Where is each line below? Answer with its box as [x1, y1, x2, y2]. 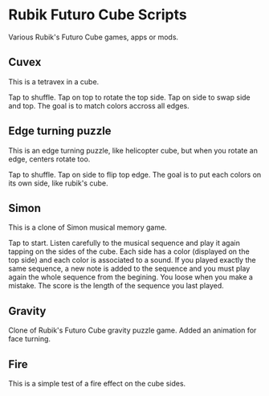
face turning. [8, 334, 51, 344]
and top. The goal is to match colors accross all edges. [8, 100, 190, 110]
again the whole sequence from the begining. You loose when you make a [8, 272, 253, 282]
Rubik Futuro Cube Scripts [8, 6, 187, 24]
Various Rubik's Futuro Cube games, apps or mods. [8, 32, 179, 42]
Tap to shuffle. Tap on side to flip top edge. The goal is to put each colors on [8, 169, 262, 179]
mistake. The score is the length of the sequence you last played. [8, 281, 225, 291]
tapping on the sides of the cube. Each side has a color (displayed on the [8, 247, 251, 256]
